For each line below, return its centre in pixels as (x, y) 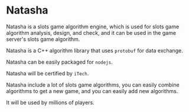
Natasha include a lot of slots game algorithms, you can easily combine (93, 85)
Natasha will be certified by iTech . (48, 73)
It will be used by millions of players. (50, 102)
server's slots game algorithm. (43, 39)
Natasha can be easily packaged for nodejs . (60, 62)
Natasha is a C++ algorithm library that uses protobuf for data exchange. (94, 50)
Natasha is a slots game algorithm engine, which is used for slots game (93, 27)
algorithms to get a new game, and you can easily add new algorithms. (92, 91)
